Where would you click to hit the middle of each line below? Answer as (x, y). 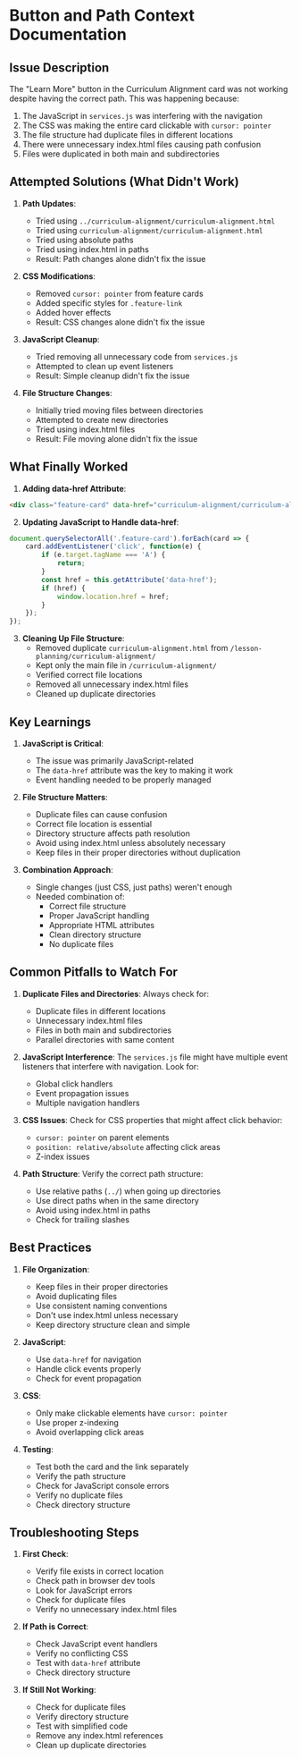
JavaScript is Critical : (63, 743)
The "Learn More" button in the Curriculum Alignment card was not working (149, 89)
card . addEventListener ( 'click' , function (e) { (113, 546)
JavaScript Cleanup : (61, 339)
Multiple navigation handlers (87, 1103)
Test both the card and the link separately (112, 1467)
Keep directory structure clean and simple (112, 1324)
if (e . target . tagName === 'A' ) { (104, 555)
